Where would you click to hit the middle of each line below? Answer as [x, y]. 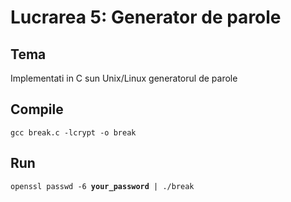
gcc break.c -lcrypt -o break [73, 132]
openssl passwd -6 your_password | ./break [102, 186]
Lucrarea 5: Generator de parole [146, 17]
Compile [37, 109]
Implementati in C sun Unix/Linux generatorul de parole [124, 78]
